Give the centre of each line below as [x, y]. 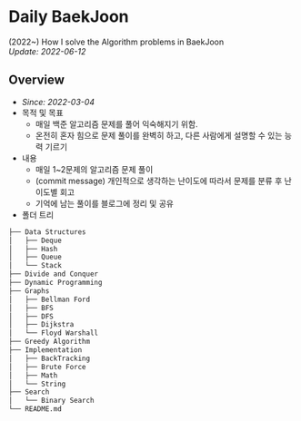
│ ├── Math [33, 375]
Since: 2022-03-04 [58, 102]
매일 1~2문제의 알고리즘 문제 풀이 [94, 169]
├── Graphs [29, 291]
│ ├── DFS [31, 316]
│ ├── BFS [31, 308]
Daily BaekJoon [69, 17]
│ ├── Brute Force [48, 367]
